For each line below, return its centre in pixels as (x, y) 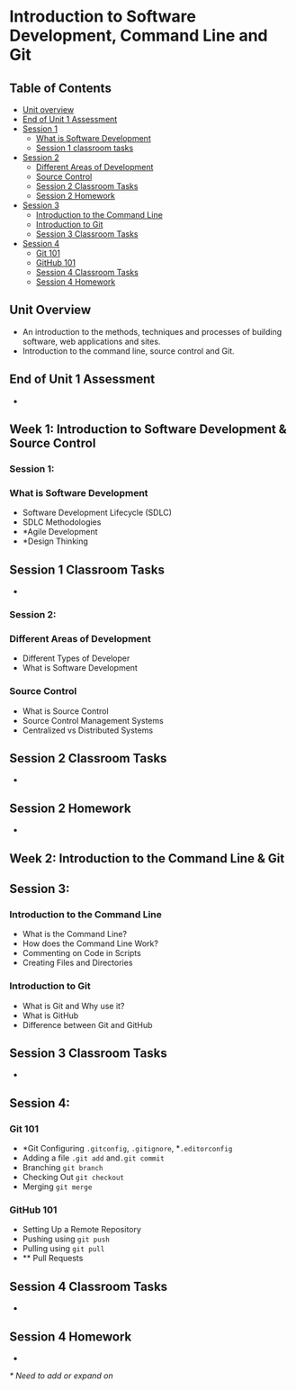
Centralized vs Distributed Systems (88, 730)
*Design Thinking (55, 541)
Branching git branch (63, 1168)
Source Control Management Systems (93, 720)
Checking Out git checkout (73, 1178)
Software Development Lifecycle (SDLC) (97, 513)
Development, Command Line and (139, 36)
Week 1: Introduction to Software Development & (148, 429)
